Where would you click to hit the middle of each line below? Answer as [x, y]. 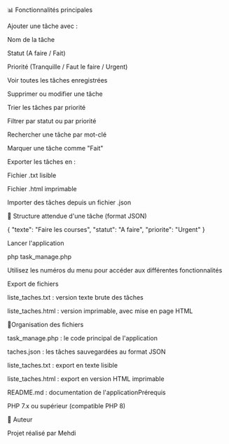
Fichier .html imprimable [42, 189]
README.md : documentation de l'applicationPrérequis [86, 392]
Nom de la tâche [31, 40]
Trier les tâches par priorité [47, 107]
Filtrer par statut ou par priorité [52, 121]
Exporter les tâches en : [41, 162]
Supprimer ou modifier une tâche [55, 94]
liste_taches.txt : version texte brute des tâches [75, 297]
